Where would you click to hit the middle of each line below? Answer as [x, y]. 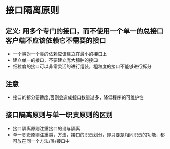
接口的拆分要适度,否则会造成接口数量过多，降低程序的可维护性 [78, 97]
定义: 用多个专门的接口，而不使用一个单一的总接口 [84, 31]
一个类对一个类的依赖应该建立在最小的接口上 [60, 54]
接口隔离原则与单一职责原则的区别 [59, 115]
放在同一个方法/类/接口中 [43, 141]
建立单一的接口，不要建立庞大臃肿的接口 [55, 60]
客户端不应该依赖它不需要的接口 [56, 41]
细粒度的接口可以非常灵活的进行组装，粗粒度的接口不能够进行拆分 [82, 66]
